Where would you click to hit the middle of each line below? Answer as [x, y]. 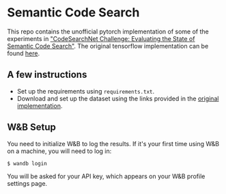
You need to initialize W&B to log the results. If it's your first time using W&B [113, 143]
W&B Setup [31, 127]
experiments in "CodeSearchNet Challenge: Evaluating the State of [101, 38]
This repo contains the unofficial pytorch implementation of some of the [108, 31]
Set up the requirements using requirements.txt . [86, 91]
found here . [23, 53]
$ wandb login [27, 163]
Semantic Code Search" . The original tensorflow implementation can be [108, 46]
